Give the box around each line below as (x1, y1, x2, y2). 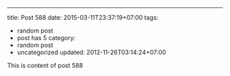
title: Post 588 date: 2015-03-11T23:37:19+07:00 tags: (7, 14, 159, 21)
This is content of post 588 (7, 62, 84, 69)
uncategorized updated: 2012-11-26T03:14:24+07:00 (16, 48, 166, 56)
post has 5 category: (16, 34, 76, 41)
